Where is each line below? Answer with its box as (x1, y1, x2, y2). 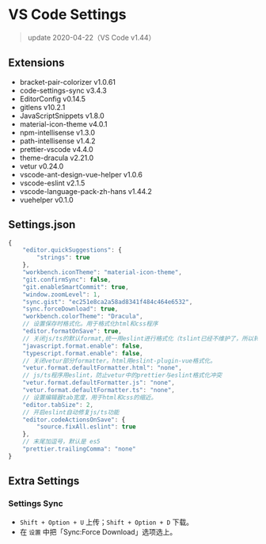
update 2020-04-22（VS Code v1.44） (27, 32, 156, 42)
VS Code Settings (8, 6, 127, 24)
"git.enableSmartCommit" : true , (22, 283, 129, 291)
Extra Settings (8, 474, 80, 488)
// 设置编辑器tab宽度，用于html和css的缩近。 (22, 394, 158, 401)
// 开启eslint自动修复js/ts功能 (22, 408, 120, 417)
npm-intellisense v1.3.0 (19, 127, 96, 137)
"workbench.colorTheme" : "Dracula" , (22, 313, 144, 321)
